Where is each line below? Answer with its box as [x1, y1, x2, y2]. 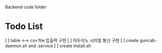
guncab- [139, 37, 157, 43]
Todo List [5, 21, 43, 32]
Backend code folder [5, 4, 47, 10]
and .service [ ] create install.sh [28, 43, 91, 49]
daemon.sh [5, 43, 28, 49]
